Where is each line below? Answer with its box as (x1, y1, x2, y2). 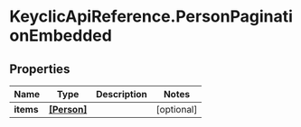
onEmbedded (9, 25, 113, 46)
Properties (9, 61, 71, 77)
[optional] (155, 104, 198, 115)
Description (96, 88, 147, 100)
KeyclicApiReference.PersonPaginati (9, 6, 294, 27)
